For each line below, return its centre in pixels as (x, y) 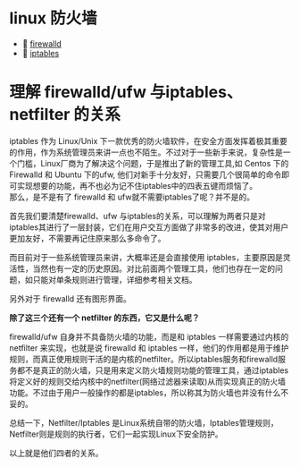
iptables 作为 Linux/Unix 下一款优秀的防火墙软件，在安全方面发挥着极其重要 (149, 140)
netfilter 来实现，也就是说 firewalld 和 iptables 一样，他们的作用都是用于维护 (149, 348)
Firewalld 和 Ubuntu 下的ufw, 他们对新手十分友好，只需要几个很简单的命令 (146, 174)
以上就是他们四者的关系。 (56, 453)
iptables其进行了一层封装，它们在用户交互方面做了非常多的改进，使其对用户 (149, 227)
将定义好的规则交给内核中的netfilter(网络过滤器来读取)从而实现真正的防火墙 (147, 381)
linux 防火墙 (53, 18)
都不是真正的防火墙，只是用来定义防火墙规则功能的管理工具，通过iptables (152, 370)
